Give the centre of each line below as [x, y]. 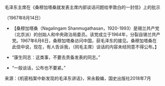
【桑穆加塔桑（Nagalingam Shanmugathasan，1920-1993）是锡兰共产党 [85, 28]
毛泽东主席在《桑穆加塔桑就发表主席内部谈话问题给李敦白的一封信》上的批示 [82, 7]
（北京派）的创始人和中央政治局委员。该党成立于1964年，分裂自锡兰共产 [86, 34]
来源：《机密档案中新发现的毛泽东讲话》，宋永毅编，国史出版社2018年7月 [78, 78]
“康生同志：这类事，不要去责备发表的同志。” [56, 57]
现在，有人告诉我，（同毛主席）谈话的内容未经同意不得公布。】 [96, 47]
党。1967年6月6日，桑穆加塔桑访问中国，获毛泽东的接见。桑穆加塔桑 [82, 41]
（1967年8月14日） [24, 18]
